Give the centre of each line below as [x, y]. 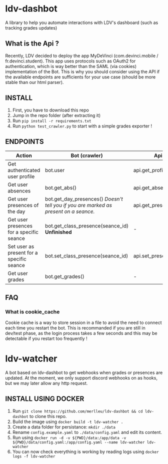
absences [19, 191]
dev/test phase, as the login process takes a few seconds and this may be [81, 333]
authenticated [24, 170]
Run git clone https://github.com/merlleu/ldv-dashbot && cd [77, 411]
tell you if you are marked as [78, 205]
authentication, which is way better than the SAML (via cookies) [71, 66]
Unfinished [58, 232]
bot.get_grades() [64, 276]
